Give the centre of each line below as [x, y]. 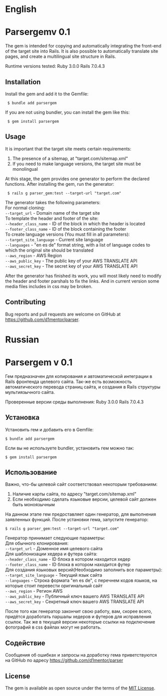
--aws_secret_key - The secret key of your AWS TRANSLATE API [72, 266]
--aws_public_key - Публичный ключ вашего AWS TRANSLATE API [75, 596]
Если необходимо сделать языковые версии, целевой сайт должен [84, 499]
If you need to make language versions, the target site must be [77, 164]
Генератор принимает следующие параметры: [55, 538]
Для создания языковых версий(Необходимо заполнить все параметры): [84, 570]
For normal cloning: [25, 208]
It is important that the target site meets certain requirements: [68, 149]
